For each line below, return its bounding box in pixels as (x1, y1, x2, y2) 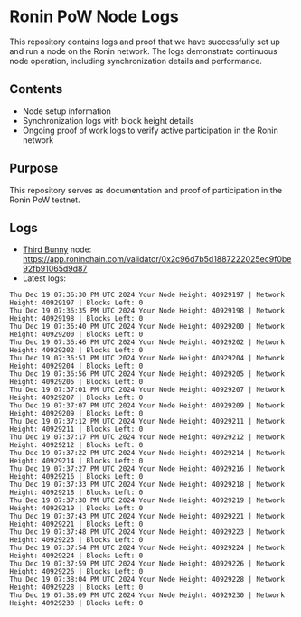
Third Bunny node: (22, 244, 92, 255)
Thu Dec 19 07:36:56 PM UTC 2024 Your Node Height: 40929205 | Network (9, 369, 285, 379)
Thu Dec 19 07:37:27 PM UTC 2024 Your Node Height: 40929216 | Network (9, 464, 285, 473)
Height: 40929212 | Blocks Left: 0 (9, 441, 144, 450)
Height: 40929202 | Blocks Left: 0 (9, 346, 144, 355)
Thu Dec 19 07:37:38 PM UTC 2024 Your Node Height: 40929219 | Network (9, 496, 285, 505)
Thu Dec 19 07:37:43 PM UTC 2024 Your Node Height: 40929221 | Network (9, 512, 285, 521)
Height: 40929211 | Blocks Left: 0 (9, 425, 144, 435)
